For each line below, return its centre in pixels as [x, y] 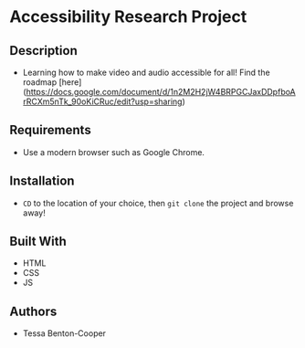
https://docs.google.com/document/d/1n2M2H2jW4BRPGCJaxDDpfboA [161, 92]
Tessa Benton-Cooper [64, 333]
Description [43, 51]
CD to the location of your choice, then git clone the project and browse [158, 203]
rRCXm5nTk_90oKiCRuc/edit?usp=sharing [102, 101]
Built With [38, 242]
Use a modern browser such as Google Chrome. [114, 152]
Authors [33, 311]
